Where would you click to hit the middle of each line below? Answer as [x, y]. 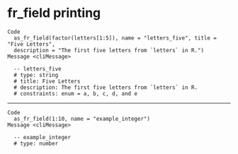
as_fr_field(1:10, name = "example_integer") [82, 119]
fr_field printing [54, 13]
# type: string [36, 75]
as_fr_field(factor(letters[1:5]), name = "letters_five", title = [115, 38]
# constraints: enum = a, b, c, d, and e [76, 93]
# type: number [36, 143]
